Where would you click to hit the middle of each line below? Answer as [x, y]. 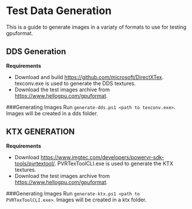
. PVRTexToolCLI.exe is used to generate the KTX [114, 163]
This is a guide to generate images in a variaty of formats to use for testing [96, 27]
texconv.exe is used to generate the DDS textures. [75, 83]
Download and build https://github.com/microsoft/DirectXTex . [89, 77]
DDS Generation [36, 52]
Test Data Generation [59, 11]
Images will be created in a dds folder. [52, 113]
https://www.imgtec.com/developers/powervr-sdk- [102, 157]
